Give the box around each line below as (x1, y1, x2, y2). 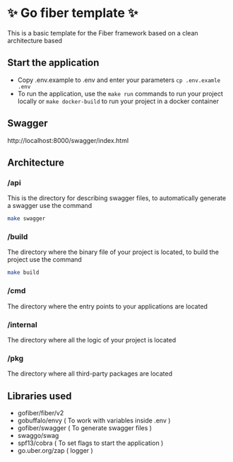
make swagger (7, 215, 46, 222)
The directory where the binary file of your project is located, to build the (7, 248, 219, 256)
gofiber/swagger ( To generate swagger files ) (17, 424, 153, 432)
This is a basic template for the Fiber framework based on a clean (7, 28, 199, 37)
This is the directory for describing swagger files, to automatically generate (7, 194, 227, 202)
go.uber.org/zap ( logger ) (17, 446, 93, 454)
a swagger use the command (7, 202, 92, 210)
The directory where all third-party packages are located (7, 369, 173, 378)
